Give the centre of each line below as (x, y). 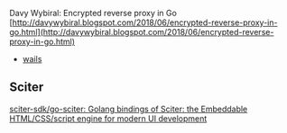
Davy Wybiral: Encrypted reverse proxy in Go (93, 13)
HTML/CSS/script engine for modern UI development (108, 118)
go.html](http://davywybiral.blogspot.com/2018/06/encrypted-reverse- (142, 32)
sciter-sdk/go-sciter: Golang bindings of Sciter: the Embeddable (129, 109)
